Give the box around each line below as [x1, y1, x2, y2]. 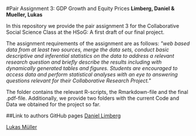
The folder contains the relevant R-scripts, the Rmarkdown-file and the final [6, 89, 188, 95]
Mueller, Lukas [6, 11, 43, 18]
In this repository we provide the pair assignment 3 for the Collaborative [6, 23, 180, 29]
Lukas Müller [6, 124, 37, 130]
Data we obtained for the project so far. [6, 101, 101, 107]
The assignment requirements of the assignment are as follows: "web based [6, 40, 190, 47]
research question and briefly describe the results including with [6, 58, 162, 65]
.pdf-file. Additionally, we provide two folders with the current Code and [6, 95, 180, 102]
